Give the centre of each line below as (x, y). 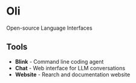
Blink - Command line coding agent (59, 61)
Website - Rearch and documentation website (73, 75)
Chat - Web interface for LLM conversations (70, 68)
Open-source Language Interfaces (49, 28)
